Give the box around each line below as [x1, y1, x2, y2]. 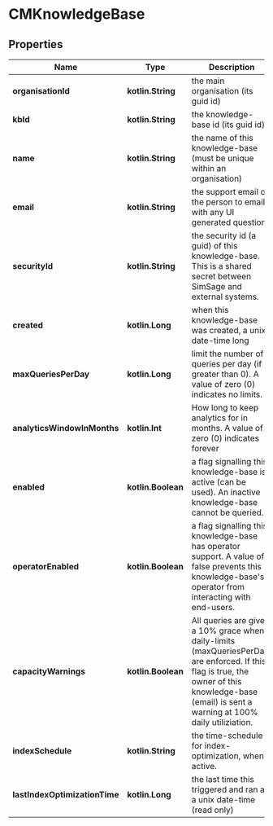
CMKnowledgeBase [8, 5, 145, 24]
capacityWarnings [12, 666, 85, 677]
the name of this [191, 132, 253, 143]
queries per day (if [191, 358, 262, 369]
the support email [191, 187, 258, 197]
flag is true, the [191, 666, 249, 677]
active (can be [191, 477, 246, 487]
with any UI [191, 207, 235, 217]
